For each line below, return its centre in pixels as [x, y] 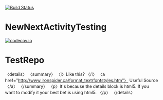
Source [151, 80]
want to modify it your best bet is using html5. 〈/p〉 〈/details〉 [70, 92]
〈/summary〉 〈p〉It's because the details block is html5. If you [84, 86]
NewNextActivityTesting [56, 27]
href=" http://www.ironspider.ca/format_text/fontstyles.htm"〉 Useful [74, 80]
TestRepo [25, 60]
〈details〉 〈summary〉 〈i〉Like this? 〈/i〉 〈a [55, 74]
